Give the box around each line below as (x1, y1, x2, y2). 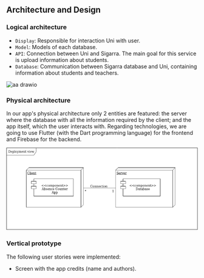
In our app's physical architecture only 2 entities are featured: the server (6, 109, 187, 117)
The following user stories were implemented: (6, 253, 121, 260)
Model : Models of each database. (15, 43, 98, 50)
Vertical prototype (6, 239, 62, 248)
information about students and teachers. (15, 69, 119, 76)
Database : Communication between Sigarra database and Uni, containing (15, 63, 197, 70)
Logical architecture (6, 23, 67, 32)
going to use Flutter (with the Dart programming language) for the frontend (6, 129, 193, 136)
